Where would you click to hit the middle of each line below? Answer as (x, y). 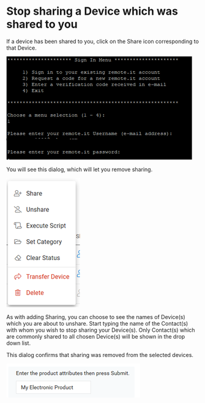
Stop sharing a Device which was (92, 11)
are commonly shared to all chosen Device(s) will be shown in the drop (96, 336)
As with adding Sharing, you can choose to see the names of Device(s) (96, 317)
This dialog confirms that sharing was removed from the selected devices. (100, 355)
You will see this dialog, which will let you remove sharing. (80, 169)
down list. (19, 343)
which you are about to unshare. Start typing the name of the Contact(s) (97, 323)
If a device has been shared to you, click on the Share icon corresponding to (102, 41)
